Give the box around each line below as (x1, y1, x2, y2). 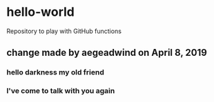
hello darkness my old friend (6, 68, 104, 77)
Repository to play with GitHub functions (6, 27, 122, 35)
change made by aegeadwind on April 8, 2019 (6, 47, 208, 59)
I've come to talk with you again (6, 86, 115, 96)
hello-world (6, 4, 75, 20)
